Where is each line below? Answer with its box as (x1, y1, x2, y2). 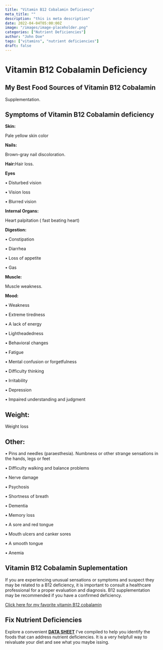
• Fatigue (5, 350, 24, 355)
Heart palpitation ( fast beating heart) (5, 217, 80, 224)
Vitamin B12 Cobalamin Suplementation (5, 564, 128, 572)
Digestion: (5, 227, 27, 233)
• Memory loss (5, 512, 35, 518)
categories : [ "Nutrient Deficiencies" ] (5, 30, 86, 35)
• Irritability (5, 378, 28, 384)
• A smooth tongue (5, 541, 43, 546)
